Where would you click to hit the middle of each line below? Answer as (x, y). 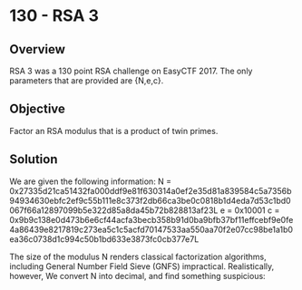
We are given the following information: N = (91, 181)
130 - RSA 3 (54, 16)
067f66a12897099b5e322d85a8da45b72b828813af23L (114, 210)
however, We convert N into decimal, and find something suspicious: (137, 275)
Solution (34, 159)
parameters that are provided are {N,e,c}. (87, 81)
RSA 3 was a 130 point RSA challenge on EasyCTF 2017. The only (131, 71)
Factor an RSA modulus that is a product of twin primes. (114, 130)
